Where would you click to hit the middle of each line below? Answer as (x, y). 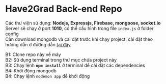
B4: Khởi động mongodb (31, 71)
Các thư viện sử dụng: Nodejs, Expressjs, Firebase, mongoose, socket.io (83, 23)
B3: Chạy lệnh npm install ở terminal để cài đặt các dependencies (75, 65)
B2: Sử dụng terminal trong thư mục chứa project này (61, 60)
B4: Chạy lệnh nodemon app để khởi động (48, 76)
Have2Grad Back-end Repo (64, 9)
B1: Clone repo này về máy (33, 54)
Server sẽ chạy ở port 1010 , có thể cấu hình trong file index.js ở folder (79, 28)
